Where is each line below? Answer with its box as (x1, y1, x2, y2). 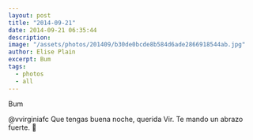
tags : (8, 63, 26, 71)
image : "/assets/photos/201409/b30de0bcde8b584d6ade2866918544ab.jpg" (8, 41, 246, 49)
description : (8, 33, 51, 42)
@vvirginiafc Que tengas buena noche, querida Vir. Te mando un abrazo (8, 114, 244, 123)
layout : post (8, 11, 51, 20)
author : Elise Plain (8, 48, 77, 56)
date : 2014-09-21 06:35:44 (8, 26, 97, 34)
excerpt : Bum (8, 56, 51, 64)
